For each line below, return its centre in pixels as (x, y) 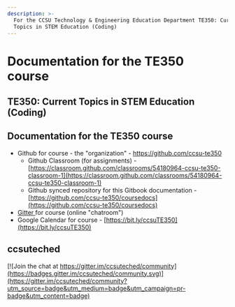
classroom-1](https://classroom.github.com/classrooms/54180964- (125, 175)
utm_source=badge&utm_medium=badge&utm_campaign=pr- (97, 288)
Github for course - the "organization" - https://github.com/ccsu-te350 (120, 153)
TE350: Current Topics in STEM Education (101, 102)
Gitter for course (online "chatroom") (70, 212)
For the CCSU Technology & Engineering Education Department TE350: (115, 20)
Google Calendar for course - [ (62, 220)
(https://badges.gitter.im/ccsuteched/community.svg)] (86, 274)
